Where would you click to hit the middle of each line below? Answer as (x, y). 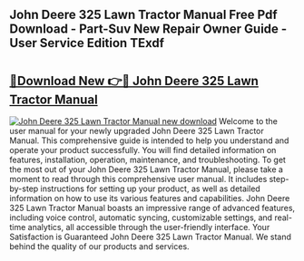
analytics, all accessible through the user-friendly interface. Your (149, 227)
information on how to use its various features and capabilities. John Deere (150, 198)
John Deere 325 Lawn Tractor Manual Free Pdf (144, 15)
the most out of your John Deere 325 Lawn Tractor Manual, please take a (147, 169)
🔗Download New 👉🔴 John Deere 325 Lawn (134, 81)
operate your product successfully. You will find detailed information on (143, 150)
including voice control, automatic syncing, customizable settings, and (141, 217)
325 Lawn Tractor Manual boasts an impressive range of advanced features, (152, 208)
